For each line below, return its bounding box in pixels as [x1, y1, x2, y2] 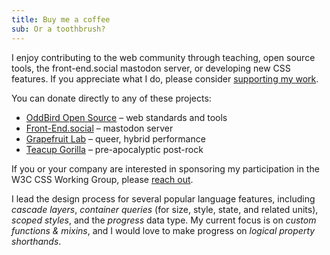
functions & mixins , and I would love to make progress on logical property [11, 224, 316, 236]
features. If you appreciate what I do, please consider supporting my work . [11, 72, 319, 85]
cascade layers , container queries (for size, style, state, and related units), [11, 203, 319, 215]
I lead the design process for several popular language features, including [11, 192, 316, 205]
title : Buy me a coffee [11, 14, 111, 25]
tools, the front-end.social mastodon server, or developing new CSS [11, 62, 291, 74]
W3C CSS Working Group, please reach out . [11, 173, 194, 185]
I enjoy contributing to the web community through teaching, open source [11, 51, 316, 63]
